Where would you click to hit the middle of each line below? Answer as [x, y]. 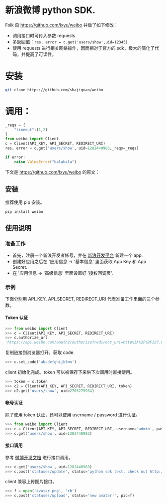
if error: [15, 157]
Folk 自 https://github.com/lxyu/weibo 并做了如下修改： [62, 25]
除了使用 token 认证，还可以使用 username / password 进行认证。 [73, 415]
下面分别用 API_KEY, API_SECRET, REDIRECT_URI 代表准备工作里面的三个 [80, 299]
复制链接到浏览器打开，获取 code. [40, 352]
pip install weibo [24, 212]
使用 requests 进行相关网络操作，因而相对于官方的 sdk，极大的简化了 [83, 48]
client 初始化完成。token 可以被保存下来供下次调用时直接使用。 [70, 372]
